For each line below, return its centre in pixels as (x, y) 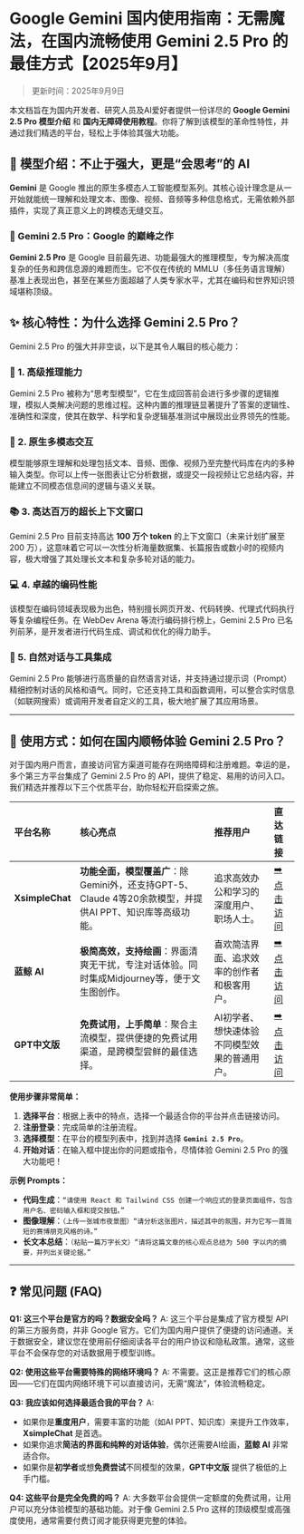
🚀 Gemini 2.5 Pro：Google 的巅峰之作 (91, 236)
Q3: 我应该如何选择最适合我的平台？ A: (82, 1403)
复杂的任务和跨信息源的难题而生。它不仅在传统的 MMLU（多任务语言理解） (150, 269)
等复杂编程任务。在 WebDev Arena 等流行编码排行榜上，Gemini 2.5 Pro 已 (147, 620)
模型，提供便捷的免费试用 (143, 1037)
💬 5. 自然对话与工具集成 (61, 656)
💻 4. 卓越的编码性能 (53, 584)
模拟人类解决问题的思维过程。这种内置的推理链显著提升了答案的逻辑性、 (160, 405)
